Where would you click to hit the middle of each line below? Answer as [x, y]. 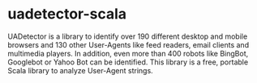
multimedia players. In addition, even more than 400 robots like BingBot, [128, 53]
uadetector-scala [67, 14]
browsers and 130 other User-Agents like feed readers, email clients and [128, 44]
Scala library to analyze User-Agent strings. [80, 70]
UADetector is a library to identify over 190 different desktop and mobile [128, 36]
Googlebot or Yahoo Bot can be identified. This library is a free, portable [128, 62]
